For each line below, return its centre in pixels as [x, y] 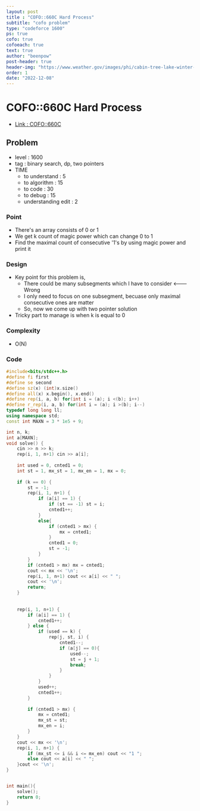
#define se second [29, 383]
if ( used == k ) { [60, 632]
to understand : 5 [45, 176]
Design [17, 265]
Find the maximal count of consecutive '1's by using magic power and [100, 243]
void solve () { [25, 443]
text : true [20, 51]
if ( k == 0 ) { [34, 482]
